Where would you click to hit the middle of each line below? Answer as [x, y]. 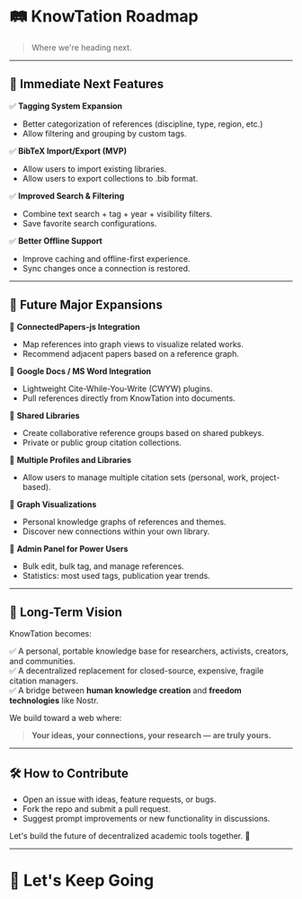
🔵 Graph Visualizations [53, 504]
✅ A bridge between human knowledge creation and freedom [126, 690]
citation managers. [44, 681]
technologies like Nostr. [54, 700]
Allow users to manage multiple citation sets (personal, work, [135, 477]
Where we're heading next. [81, 47]
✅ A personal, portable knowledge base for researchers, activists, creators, [149, 651]
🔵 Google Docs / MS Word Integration [80, 371]
